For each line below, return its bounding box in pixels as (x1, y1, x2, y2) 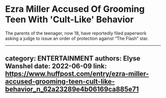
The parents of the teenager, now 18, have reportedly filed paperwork (5, 30, 147, 36)
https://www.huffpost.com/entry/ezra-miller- (5, 70, 149, 78)
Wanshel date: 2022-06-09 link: (5, 62, 107, 70)
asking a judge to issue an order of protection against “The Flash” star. (5, 35, 149, 41)
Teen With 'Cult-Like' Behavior (5, 14, 134, 25)
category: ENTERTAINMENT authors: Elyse (5, 54, 141, 63)
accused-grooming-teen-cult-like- (5, 77, 115, 86)
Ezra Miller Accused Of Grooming (5, 3, 145, 15)
